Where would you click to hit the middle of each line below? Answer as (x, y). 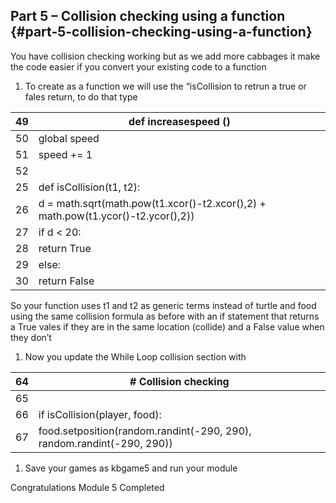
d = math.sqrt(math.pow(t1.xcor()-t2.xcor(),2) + (152, 203)
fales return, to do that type (81, 96)
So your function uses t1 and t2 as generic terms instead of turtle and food (163, 305)
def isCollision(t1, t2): (89, 187)
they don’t (31, 337)
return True (65, 248)
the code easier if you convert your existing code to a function (138, 66)
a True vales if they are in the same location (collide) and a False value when (167, 326)
